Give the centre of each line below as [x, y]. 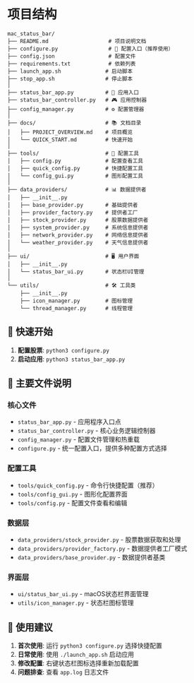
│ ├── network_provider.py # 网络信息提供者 [78, 235]
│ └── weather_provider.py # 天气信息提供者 [78, 242]
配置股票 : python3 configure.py [63, 350]
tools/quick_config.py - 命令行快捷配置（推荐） [88, 485]
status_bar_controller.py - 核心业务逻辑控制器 [86, 431]
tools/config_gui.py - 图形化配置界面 [73, 494]
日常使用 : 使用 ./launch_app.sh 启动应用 [76, 655]
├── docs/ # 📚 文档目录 [74, 123]
